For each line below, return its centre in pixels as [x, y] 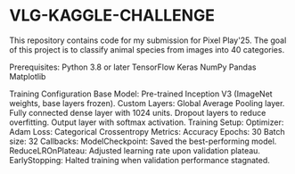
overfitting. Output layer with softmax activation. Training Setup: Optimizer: [147, 122]
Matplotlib [28, 76]
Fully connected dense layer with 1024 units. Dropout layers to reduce [138, 112]
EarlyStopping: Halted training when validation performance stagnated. [139, 160]
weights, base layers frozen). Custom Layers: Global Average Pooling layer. [147, 103]
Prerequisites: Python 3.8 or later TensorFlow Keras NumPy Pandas [133, 67]
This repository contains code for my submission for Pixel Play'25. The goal [148, 40]
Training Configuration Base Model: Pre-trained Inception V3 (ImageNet [141, 94]
